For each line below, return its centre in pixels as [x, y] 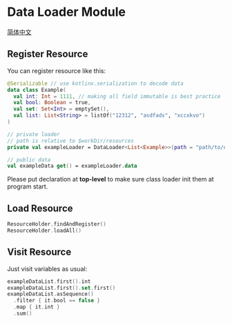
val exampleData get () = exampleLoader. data [72, 166]
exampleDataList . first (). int [49, 281]
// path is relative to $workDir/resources [71, 141]
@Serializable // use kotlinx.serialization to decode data [96, 84]
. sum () [23, 313]
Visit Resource [39, 252]
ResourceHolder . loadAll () [44, 231]
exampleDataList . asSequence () [51, 294]
